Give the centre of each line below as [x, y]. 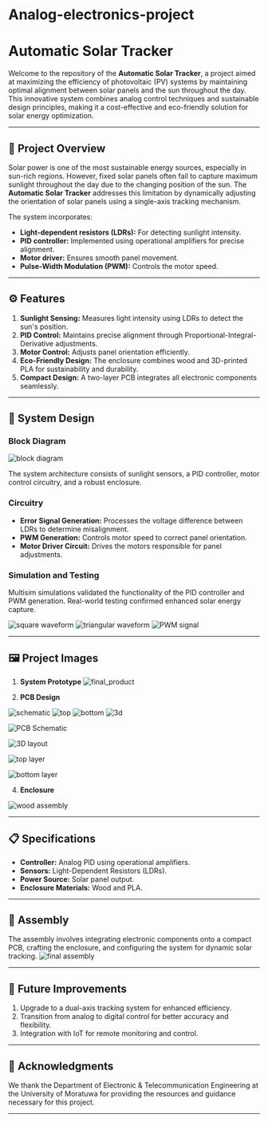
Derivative [37, 343]
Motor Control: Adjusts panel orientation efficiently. [104, 352]
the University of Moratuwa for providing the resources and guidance [122, 1094]
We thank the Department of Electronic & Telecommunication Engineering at [134, 1085]
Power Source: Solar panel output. [77, 879]
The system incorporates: [51, 216]
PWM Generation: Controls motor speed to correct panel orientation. [133, 537]
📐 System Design [51, 419]
